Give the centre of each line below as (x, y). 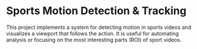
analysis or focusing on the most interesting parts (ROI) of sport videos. (94, 40)
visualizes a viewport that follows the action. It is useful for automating (93, 33)
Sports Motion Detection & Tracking (96, 11)
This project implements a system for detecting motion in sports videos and (99, 27)
